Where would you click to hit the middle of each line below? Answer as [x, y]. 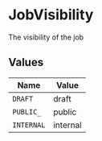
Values [26, 62]
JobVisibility [51, 15]
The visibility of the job [46, 37]
